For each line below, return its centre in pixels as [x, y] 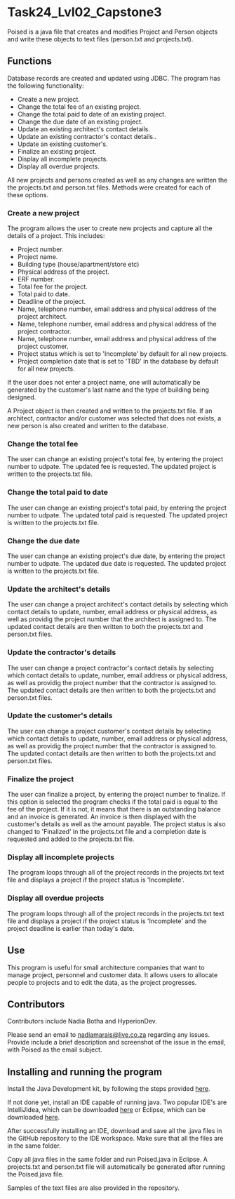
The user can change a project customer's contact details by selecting [109, 731]
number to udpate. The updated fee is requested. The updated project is [112, 467]
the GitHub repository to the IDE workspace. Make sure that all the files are [115, 1139]
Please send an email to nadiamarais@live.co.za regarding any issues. [109, 1035]
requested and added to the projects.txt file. [71, 839]
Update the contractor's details [62, 652]
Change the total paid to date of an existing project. [92, 114]
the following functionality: [46, 86]
